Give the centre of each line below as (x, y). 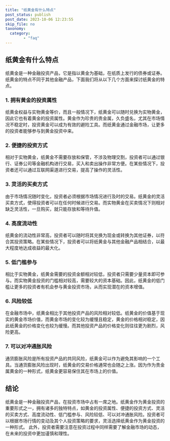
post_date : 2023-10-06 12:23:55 (39, 19)
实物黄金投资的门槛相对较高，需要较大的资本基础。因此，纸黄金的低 (89, 281)
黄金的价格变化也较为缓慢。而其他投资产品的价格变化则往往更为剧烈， (87, 326)
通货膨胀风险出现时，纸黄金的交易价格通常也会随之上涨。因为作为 (87, 365)
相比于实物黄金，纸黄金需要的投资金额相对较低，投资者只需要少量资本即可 (83, 274)
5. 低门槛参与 (21, 262)
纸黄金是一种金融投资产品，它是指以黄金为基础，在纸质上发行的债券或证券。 (85, 73)
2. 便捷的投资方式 (27, 145)
